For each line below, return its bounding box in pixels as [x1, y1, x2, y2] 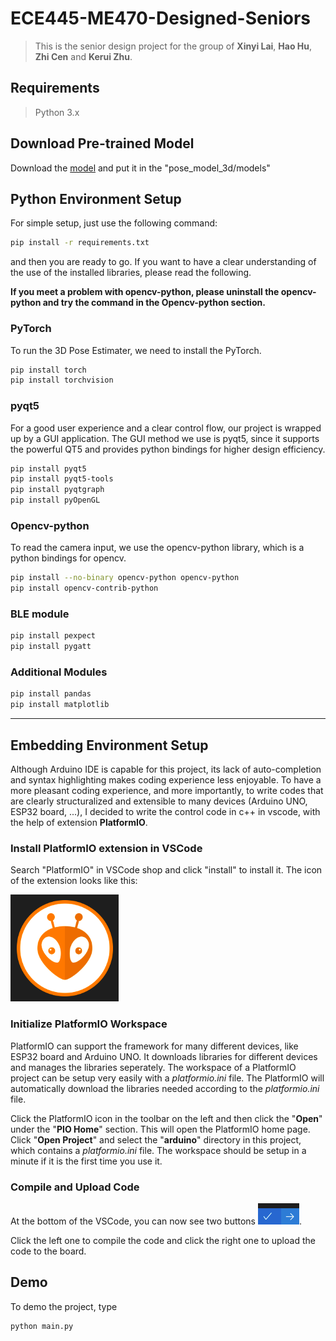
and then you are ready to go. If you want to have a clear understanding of [10, 256, 317, 268]
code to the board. [10, 1245, 87, 1257]
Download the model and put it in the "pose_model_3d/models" [10, 162, 271, 174]
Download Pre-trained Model [10, 135, 195, 152]
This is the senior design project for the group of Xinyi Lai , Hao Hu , [34, 40, 313, 52]
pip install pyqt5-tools [10, 474, 114, 484]
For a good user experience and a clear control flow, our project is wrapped [10, 422, 322, 434]
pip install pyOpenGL [10, 495, 101, 506]
